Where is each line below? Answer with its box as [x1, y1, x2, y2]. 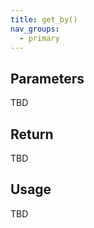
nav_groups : [10, 24, 60, 34]
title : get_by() [10, 14, 78, 25]
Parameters [10, 70, 85, 87]
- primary [19, 33, 60, 43]
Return [10, 126, 54, 143]
